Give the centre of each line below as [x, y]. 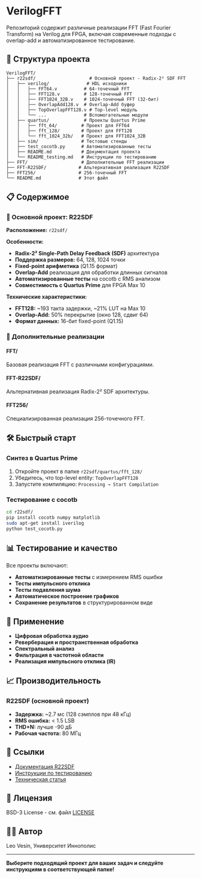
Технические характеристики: [47, 297]
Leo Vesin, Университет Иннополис [51, 846]
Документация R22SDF [45, 766]
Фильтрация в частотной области [59, 655]
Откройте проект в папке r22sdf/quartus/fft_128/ [79, 471]
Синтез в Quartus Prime [42, 458]
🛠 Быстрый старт [41, 438]
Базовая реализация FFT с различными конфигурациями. [80, 365]
